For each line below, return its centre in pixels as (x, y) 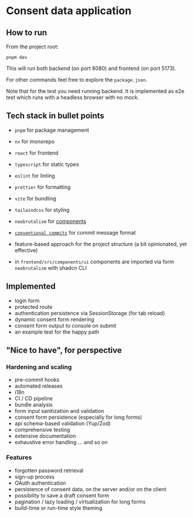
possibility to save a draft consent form (62, 495)
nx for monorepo (34, 141)
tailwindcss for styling (42, 209)
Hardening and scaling (39, 367)
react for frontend (36, 153)
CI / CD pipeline (33, 399)
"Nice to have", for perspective (64, 350)
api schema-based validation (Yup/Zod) (62, 423)
